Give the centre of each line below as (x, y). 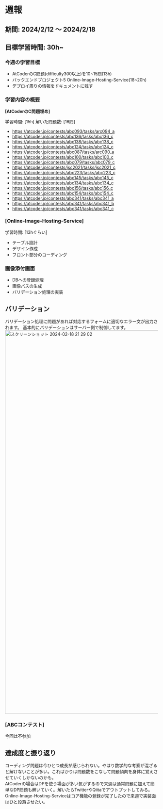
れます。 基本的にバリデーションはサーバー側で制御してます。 (67, 327)
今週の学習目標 (23, 62)
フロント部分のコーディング (40, 255)
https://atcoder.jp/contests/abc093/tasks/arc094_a (63, 131)
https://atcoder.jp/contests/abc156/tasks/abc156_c (62, 188)
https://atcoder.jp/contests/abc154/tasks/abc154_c (63, 193)
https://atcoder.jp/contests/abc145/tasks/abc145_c (63, 178)
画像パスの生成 (27, 286)
